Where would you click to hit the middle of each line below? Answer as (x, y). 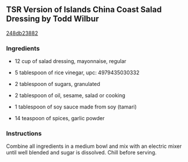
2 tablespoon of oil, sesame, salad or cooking (70, 95)
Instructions (24, 134)
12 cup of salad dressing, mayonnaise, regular (70, 61)
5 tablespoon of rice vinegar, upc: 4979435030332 (77, 72)
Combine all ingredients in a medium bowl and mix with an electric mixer (94, 146)
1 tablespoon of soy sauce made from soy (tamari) (76, 107)
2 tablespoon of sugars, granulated (57, 84)
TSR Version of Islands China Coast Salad (84, 10)
